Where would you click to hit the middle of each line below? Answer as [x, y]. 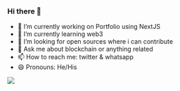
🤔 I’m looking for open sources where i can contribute [95, 42]
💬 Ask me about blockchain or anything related [85, 49]
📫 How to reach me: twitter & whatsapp [75, 57]
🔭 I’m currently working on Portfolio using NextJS [89, 27]
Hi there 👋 [25, 11]
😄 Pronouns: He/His [47, 67]
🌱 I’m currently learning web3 [60, 34]
